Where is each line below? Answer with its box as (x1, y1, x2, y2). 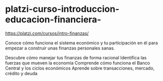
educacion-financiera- (5, 14, 101, 25)
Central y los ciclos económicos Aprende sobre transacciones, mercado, (5, 65, 155, 71)
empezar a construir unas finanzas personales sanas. (5, 45, 115, 51)
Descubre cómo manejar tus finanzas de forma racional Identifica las (5, 54, 147, 60)
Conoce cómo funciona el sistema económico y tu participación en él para (5, 40, 158, 45)
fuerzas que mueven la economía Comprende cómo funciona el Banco (5, 60, 151, 66)
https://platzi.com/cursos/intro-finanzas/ (5, 30, 89, 36)
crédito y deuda (5, 70, 38, 76)
